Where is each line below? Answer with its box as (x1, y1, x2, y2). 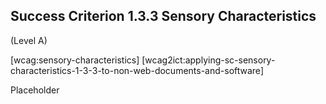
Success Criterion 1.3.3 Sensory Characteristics (10, 8, 317, 25)
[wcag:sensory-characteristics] (10, 54, 140, 66)
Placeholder (10, 84, 60, 96)
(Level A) (10, 34, 48, 46)
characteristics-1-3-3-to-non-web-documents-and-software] (10, 64, 264, 76)
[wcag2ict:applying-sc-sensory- (141, 54, 276, 66)
